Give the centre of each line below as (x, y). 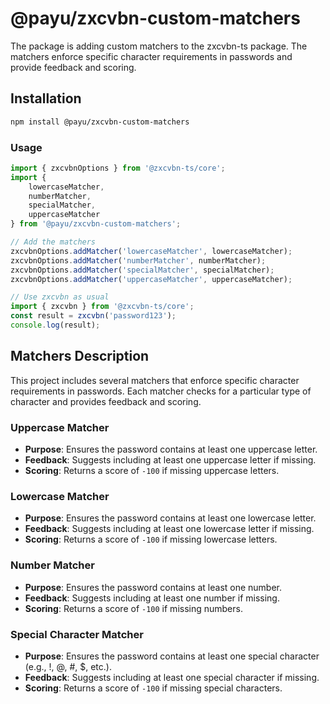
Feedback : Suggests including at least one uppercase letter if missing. (170, 460)
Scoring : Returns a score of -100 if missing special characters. (153, 688)
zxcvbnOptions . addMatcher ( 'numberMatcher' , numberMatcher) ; (138, 260)
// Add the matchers (53, 242)
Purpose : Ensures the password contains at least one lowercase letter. (170, 518)
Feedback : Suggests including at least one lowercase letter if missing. (169, 529)
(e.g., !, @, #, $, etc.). (68, 666)
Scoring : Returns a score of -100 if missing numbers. (133, 608)
